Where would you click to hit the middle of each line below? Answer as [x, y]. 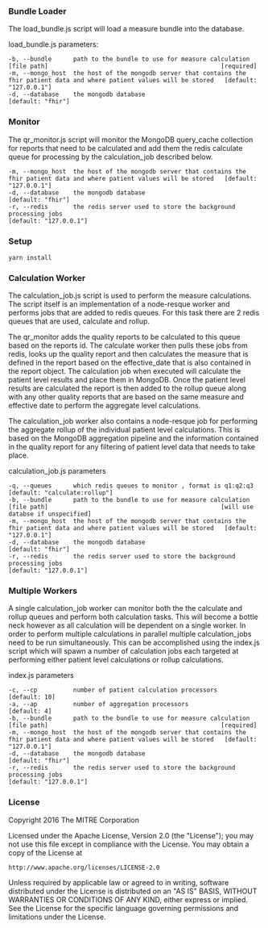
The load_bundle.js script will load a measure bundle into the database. [126, 29]
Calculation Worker [47, 278]
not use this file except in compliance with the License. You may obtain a [129, 844]
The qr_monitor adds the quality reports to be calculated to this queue [124, 337]
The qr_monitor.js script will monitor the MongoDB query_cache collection [131, 140]
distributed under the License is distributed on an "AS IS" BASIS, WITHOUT [133, 891]
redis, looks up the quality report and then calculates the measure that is [128, 354]
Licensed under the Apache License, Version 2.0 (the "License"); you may [131, 835]
